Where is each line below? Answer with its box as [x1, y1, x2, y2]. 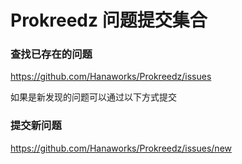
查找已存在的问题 [10, 47, 93, 61]
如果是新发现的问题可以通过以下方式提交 [10, 91, 177, 103]
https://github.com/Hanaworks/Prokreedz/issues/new [10, 142, 232, 154]
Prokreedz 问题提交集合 [10, 9, 208, 32]
